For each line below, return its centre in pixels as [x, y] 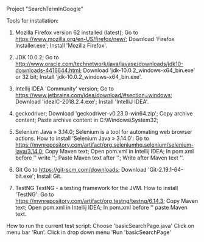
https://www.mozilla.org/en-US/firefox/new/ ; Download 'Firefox [95, 39]
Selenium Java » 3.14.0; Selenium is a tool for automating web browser [104, 132]
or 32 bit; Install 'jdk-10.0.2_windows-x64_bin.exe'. [79, 77]
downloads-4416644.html [47, 70]
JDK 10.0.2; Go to [37, 57]
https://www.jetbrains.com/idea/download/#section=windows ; [93, 95]
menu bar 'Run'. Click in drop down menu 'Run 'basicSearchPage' [89, 232]
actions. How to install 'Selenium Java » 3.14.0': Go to [82, 138]
